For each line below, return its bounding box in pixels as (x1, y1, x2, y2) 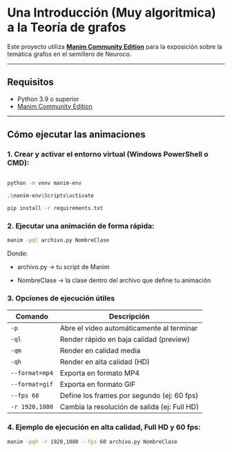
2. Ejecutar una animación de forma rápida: (7, 221, 155, 230)
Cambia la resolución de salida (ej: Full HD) (59, 401, 199, 411)
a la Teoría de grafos (7, 19, 126, 35)
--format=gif (10, 380, 54, 388)
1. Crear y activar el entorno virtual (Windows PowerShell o (7, 150, 209, 159)
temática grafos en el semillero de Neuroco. (7, 50, 132, 58)
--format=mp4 (10, 369, 54, 377)
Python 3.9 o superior (17, 95, 79, 103)
